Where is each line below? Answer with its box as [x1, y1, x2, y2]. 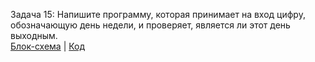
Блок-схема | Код [10, 40, 86, 52]
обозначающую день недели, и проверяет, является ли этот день [10, 19, 291, 31]
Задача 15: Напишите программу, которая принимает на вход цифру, [10, 9, 306, 20]
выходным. [10, 30, 58, 41]
